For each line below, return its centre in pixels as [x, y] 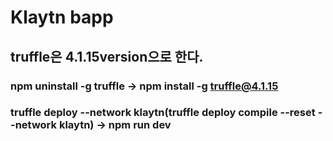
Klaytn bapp [62, 17]
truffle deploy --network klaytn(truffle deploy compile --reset [163, 113]
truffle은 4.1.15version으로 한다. [107, 56]
